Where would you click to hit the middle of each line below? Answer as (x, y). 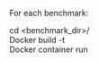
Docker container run (49, 49)
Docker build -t (37, 40)
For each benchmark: (49, 13)
